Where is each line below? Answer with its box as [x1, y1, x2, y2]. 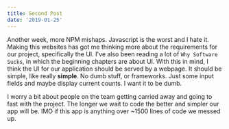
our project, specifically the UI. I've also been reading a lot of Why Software [7, 49, 218, 58]
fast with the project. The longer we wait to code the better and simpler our [7, 99, 219, 108]
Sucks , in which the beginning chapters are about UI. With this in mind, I [7, 57, 209, 65]
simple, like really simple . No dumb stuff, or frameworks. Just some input [7, 71, 214, 80]
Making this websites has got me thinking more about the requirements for [7, 43, 218, 51]
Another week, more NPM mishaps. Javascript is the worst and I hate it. [7, 35, 209, 43]
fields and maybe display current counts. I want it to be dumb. [7, 79, 182, 87]
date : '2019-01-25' [7, 16, 63, 23]
